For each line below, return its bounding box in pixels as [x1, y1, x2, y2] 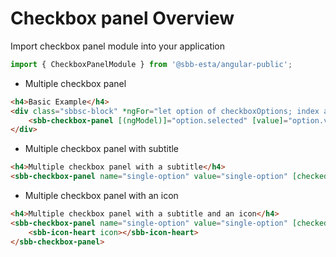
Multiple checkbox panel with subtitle [24, 143, 180, 155]
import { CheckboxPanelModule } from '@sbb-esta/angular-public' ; [10, 59, 293, 69]
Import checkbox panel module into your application [10, 40, 226, 52]
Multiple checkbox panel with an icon [24, 190, 179, 202]
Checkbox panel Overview [10, 7, 235, 30]
